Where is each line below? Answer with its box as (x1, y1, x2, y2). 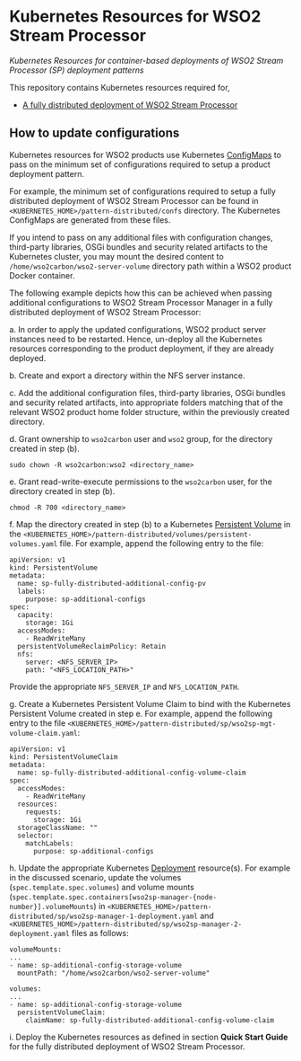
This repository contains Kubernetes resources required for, (9, 82, 230, 93)
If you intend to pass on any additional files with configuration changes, (9, 232, 273, 243)
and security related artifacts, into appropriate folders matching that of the (9, 397, 284, 408)
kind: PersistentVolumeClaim (9, 752, 118, 761)
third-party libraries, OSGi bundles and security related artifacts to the (9, 241, 269, 252)
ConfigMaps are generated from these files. (9, 214, 171, 225)
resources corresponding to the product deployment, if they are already (9, 343, 275, 354)
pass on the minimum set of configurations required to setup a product (9, 159, 271, 170)
